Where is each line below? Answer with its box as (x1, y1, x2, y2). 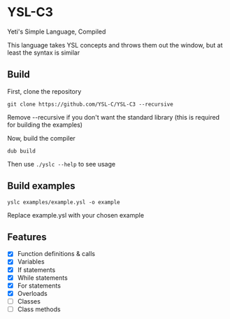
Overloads (17, 289, 48, 297)
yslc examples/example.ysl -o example (7, 199, 120, 206)
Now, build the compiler (7, 134, 76, 142)
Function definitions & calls (17, 250, 96, 258)
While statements (17, 274, 68, 282)
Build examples (7, 180, 76, 192)
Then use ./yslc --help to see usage (7, 159, 116, 168)
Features (7, 231, 47, 243)
